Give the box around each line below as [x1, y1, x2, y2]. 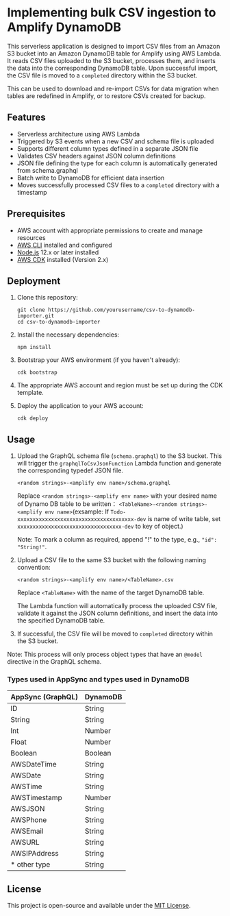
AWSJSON [10, 804, 45, 814]
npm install [16, 344, 51, 351]
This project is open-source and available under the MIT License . [7, 902, 191, 910]
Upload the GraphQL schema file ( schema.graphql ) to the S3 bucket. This [16, 452, 222, 460]
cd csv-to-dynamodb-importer [16, 319, 101, 326]
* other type [10, 860, 51, 869]
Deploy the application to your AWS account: [16, 402, 144, 410]
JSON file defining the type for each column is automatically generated [16, 159, 218, 167]
